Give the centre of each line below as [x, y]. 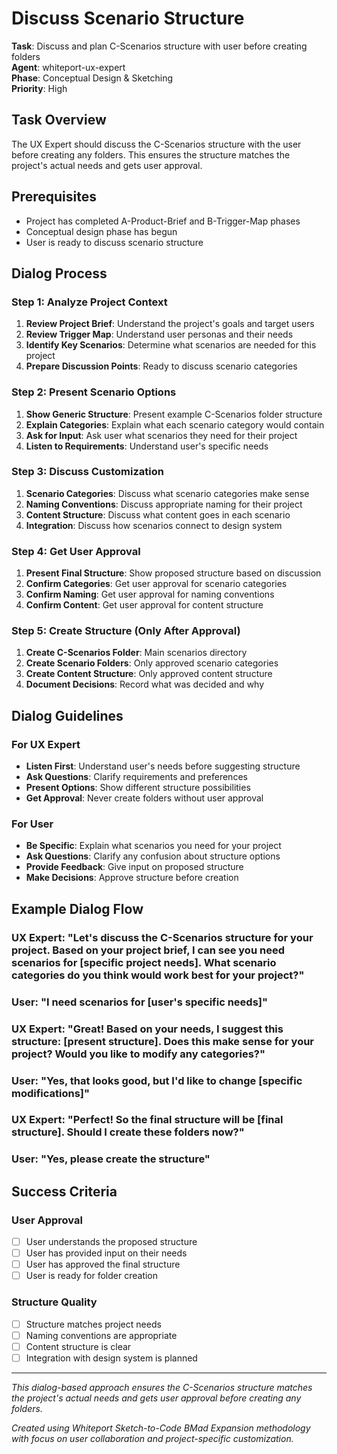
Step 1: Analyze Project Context [89, 302]
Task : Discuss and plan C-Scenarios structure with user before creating [159, 46]
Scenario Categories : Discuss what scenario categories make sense [167, 493]
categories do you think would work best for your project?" [158, 975]
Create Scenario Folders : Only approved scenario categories [152, 663]
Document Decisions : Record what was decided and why [145, 684]
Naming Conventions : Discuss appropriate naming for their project [164, 504]
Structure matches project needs [93, 1324]
